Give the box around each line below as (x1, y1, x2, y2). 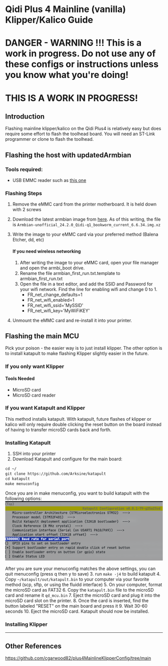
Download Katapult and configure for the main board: (12, 456, 122, 462)
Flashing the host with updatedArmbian (5, 151, 131, 159)
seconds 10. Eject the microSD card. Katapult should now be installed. (5, 608, 149, 614)
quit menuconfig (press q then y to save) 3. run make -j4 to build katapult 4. (5, 571, 161, 577)
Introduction (5, 112, 45, 121)
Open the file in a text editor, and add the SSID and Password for (19, 280, 153, 287)
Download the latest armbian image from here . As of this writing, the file (12, 216, 161, 222)
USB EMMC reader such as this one (12, 177, 86, 183)
